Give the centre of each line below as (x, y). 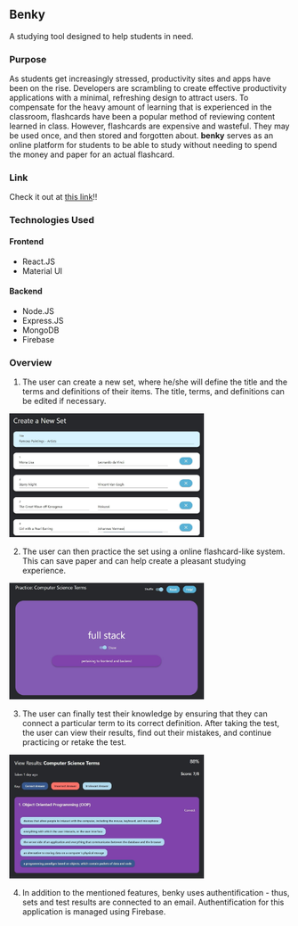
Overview (31, 362)
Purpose (28, 59)
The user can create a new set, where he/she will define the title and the (154, 382)
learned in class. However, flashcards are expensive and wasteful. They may (149, 126)
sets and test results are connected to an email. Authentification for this (153, 902)
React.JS (39, 261)
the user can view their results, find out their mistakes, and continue (147, 733)
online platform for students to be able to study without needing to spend (143, 145)
